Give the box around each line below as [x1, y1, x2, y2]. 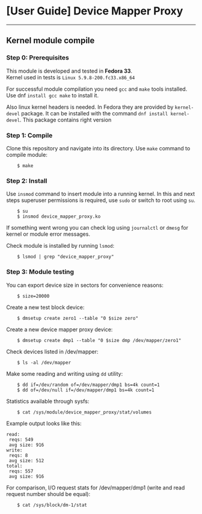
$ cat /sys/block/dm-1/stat [17, 502, 87, 508]
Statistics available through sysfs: [6, 397, 90, 405]
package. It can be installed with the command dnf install [20, 109, 168, 117]
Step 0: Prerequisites [6, 54, 69, 62]
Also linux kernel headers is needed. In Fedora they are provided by [6, 103, 174, 111]
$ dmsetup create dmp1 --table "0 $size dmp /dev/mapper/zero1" [17, 337, 182, 343]
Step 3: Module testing [6, 268, 74, 276]
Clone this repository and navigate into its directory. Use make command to [6, 144, 191, 151]
